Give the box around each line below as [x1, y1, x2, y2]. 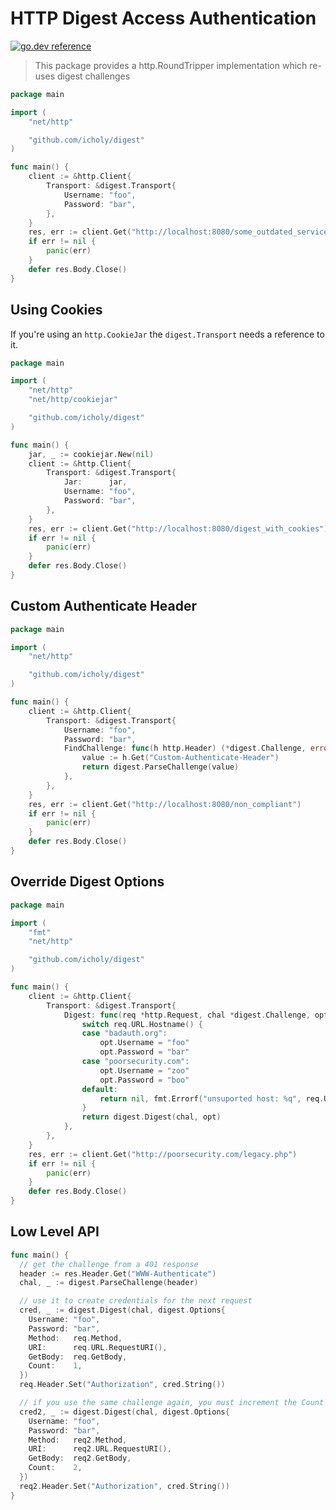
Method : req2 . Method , [28, 1435, 128, 1445]
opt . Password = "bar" [99, 1047, 190, 1057]
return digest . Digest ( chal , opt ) [81, 1112, 222, 1122]
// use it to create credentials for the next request [19, 1296, 253, 1306]
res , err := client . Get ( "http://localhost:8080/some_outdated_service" [28, 227, 333, 237]
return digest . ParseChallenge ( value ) [81, 762, 240, 772]
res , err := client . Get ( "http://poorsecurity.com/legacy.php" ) [28, 1149, 298, 1159]
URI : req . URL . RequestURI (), [28, 1342, 168, 1352]
